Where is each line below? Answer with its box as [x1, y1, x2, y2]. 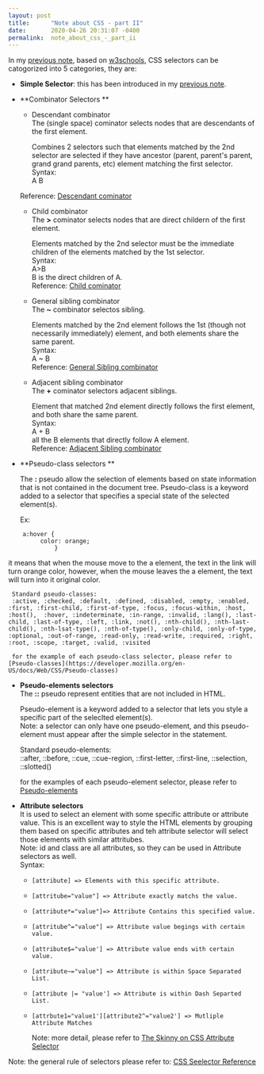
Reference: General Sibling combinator [31, 362, 159, 372]
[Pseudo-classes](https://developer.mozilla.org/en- [8, 660, 186, 668]
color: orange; [40, 537, 90, 546]
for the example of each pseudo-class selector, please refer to [11, 653, 232, 661]
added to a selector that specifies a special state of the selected [19, 491, 230, 501]
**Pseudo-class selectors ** [19, 459, 115, 469]
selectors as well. [19, 852, 77, 861]
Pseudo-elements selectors [19, 681, 113, 690]
